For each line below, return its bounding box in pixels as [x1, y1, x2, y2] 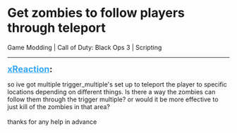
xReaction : [7, 63, 53, 75]
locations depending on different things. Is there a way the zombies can [7, 87, 216, 96]
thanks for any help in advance [7, 118, 97, 126]
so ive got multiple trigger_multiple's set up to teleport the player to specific [7, 80, 228, 89]
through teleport [7, 20, 106, 36]
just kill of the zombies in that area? [7, 102, 111, 110]
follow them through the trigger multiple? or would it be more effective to [7, 95, 219, 103]
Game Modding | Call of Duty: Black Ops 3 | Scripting [7, 43, 162, 51]
